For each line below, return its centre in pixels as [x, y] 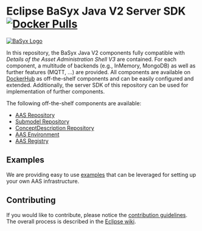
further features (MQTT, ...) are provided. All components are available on [98, 72]
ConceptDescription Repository [54, 128]
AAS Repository [35, 115]
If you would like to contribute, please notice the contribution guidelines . [97, 215]
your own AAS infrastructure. [43, 181]
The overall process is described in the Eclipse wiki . [71, 221]
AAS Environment [37, 134]
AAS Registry [32, 140]
